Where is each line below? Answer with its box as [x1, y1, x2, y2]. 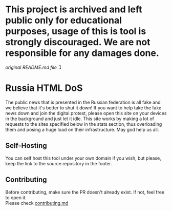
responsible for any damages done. [5, 47, 160, 59]
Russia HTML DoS [5, 82, 83, 94]
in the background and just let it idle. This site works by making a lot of [5, 116, 155, 122]
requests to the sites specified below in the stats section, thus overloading [5, 121, 162, 127]
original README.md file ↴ [5, 64, 62, 70]
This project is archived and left [5, 4, 142, 15]
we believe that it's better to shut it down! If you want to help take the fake [5, 104, 162, 111]
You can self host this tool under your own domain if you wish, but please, [5, 155, 161, 161]
